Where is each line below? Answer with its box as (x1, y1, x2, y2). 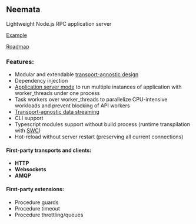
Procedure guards (14, 199, 59, 206)
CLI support (14, 114, 44, 122)
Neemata (6, 5, 41, 15)
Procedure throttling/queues (14, 211, 84, 218)
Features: (6, 57, 34, 66)
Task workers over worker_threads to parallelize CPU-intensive (14, 96, 168, 103)
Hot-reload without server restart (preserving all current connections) (14, 133, 184, 140)
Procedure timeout (14, 205, 60, 212)
